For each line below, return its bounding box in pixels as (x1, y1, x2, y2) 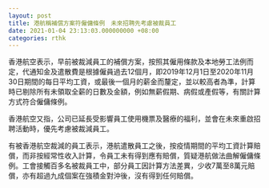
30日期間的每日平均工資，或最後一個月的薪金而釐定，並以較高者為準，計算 (8, 77, 256, 86)
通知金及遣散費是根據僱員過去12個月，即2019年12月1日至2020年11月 (29, 67, 255, 77)
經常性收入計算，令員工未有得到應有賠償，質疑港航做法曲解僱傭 (42, 151, 254, 161)
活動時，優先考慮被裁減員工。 (14, 124, 114, 134)
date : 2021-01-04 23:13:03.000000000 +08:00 (8, 26, 159, 34)
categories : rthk (8, 34, 66, 42)
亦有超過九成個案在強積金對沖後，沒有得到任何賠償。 (22, 171, 198, 181)
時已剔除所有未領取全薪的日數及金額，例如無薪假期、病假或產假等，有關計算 (8, 87, 261, 97)
